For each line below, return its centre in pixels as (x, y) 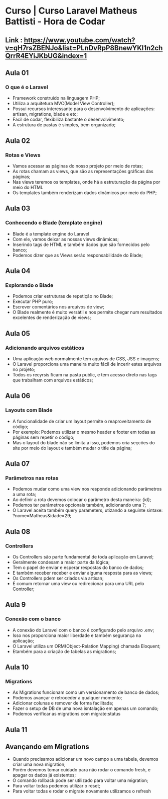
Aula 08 (18, 532)
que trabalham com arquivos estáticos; (53, 380)
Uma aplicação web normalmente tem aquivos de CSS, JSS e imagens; (86, 359)
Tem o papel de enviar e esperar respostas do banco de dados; (78, 568)
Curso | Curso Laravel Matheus (71, 11)
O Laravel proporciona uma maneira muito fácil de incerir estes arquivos (87, 364)
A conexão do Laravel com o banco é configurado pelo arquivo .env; (83, 630)
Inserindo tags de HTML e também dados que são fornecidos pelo (81, 245)
